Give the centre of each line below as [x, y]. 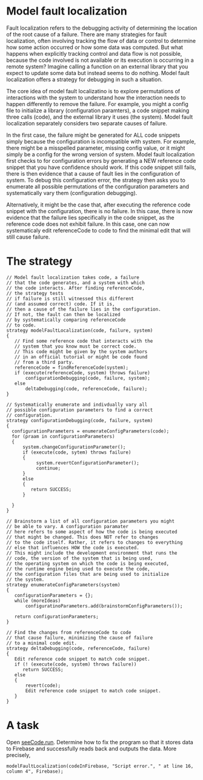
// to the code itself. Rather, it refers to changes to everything [95, 542]
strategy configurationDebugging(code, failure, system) [80, 420]
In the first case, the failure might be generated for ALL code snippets [93, 135]
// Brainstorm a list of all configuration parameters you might [90, 521]
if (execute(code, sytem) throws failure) [77, 452]
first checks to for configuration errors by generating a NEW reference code [101, 160]
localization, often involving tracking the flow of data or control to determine [101, 41]
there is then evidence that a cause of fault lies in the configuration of [93, 173]
